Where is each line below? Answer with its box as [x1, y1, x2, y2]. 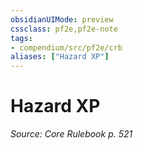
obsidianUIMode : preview [10, 14, 114, 25]
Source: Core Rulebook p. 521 [10, 128, 133, 140]
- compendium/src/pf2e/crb [10, 42, 123, 53]
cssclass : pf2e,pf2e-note [10, 24, 118, 34]
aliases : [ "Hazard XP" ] [10, 52, 110, 62]
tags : [10, 33, 33, 43]
